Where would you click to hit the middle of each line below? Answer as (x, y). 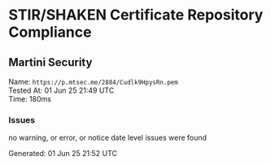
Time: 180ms (30, 99)
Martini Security (50, 62)
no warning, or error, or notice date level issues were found (108, 138)
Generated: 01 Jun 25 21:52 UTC (63, 154)
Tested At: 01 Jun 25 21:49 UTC (61, 90)
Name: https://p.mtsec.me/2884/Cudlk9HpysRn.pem (94, 82)
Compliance (50, 32)
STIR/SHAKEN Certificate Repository (136, 15)
